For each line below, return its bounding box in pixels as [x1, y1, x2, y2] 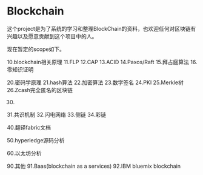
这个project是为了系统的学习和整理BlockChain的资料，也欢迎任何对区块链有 [7, 25, 196, 32]
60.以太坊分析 [7, 150, 42, 157]
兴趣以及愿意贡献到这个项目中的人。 [7, 32, 98, 40]
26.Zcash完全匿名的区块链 [7, 86, 73, 93]
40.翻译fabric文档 [7, 124, 51, 131]
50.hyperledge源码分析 [7, 136, 65, 144]
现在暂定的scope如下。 [7, 45, 65, 53]
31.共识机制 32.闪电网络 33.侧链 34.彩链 [7, 111, 107, 118]
